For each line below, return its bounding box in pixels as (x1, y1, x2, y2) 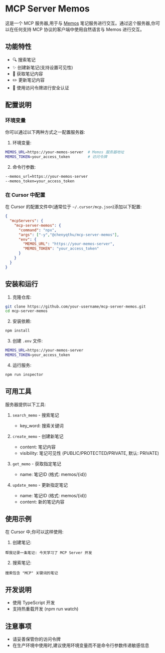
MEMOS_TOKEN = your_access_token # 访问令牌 (5, 154, 107, 160)
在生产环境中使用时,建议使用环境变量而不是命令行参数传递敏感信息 (12, 643, 150, 649)
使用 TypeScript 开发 (12, 600, 55, 606)
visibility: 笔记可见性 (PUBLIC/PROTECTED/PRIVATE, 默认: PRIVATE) (19, 450, 160, 456)
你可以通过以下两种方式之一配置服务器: (5, 129, 86, 135)
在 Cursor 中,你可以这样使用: (5, 529, 64, 535)
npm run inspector (5, 372, 43, 377)
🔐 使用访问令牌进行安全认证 (12, 84, 69, 90)
